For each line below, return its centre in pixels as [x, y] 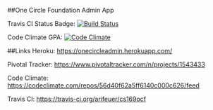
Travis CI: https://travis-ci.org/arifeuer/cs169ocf [77, 99]
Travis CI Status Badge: [41, 23]
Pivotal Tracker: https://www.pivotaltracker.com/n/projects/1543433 [107, 64]
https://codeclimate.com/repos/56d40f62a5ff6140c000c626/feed [103, 85]
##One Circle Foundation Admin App [61, 10]
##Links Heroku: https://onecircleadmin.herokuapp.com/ [90, 51]
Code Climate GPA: [35, 37]
